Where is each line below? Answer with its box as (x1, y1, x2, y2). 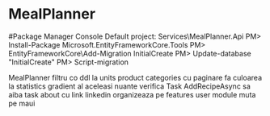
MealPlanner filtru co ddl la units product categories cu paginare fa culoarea (8, 72, 263, 82)
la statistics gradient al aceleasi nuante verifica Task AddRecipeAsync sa (8, 81, 251, 91)
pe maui (8, 98, 36, 108)
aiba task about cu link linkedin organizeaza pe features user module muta (8, 89, 256, 99)
